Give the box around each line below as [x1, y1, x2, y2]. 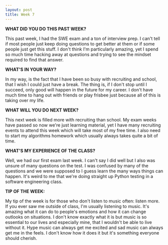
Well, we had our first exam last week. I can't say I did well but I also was [5, 157, 155, 163]
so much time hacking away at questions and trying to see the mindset [5, 51, 151, 57]
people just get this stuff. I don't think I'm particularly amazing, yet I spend [5, 46, 158, 52]
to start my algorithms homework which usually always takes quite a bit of [5, 132, 158, 138]
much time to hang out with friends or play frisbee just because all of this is [5, 92, 161, 98]
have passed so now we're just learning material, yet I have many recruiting [5, 122, 161, 128]
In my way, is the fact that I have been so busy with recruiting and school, [5, 76, 157, 82]
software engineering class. [5, 178, 63, 184]
